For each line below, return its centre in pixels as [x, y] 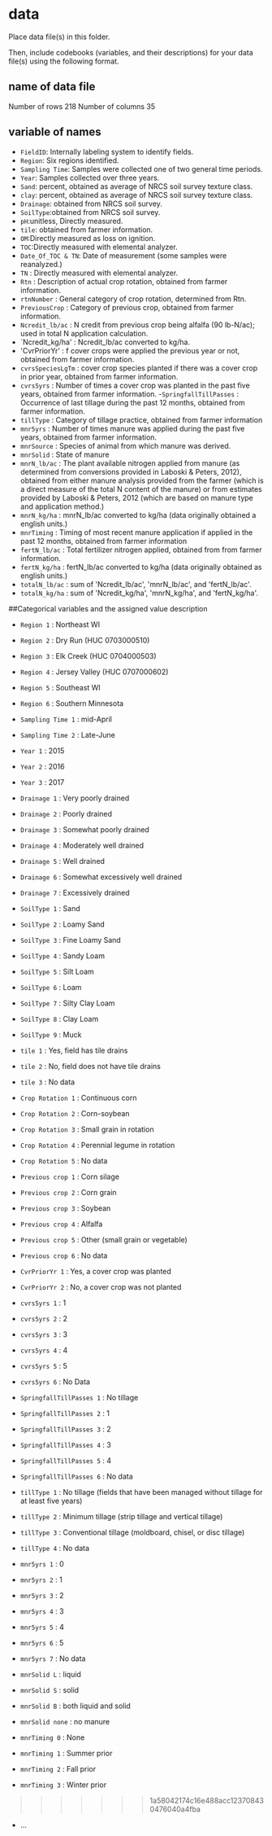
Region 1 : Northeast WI [60, 624]
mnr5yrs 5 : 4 [42, 1627]
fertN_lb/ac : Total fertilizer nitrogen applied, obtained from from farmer [141, 550]
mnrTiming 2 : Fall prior [58, 1768]
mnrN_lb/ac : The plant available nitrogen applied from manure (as [130, 463]
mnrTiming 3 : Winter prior [63, 1785]
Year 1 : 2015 [42, 751]
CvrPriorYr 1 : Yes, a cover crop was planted [96, 1271]
